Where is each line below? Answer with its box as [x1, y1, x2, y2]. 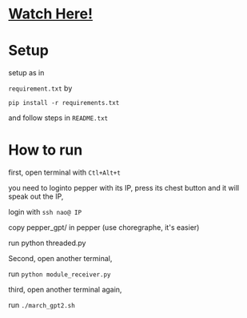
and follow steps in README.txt [8, 113, 109, 123]
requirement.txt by [8, 83, 73, 93]
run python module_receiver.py [8, 269, 111, 279]
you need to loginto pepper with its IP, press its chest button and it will [8, 183, 240, 193]
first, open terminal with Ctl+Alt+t [8, 167, 122, 177]
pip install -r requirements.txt [8, 99, 120, 107]
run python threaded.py [8, 238, 86, 248]
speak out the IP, [8, 191, 64, 201]
